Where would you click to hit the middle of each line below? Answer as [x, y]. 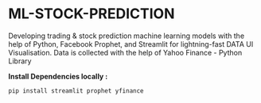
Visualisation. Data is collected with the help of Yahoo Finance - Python [125, 52]
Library [20, 61]
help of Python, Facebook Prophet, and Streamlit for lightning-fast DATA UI [131, 44]
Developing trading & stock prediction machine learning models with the [127, 36]
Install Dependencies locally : [58, 76]
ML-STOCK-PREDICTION [92, 14]
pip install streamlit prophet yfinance [76, 91]
